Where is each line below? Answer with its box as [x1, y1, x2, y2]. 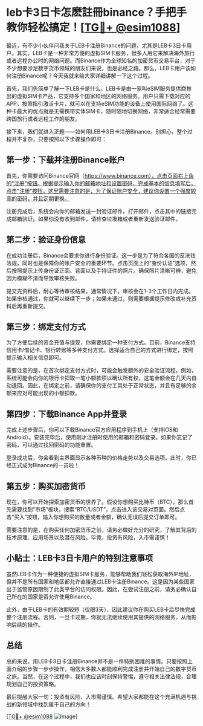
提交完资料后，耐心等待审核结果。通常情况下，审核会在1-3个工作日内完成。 [6, 287, 195, 294]
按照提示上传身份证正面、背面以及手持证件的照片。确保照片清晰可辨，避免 [11, 267, 197, 274]
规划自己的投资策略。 [6, 680, 59, 687]
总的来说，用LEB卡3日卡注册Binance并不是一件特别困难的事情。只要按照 [6, 657, 188, 665]
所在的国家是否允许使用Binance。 [11, 593, 95, 600]
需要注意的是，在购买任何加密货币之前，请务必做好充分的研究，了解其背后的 [6, 527, 197, 533]
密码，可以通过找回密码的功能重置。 [6, 441, 97, 449]
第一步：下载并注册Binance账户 [6, 155, 125, 165]
